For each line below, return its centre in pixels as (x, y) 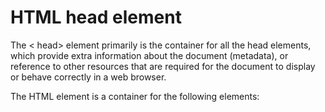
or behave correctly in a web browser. (88, 77)
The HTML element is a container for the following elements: (135, 96)
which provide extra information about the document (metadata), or (149, 55)
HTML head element (96, 17)
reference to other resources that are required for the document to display (163, 66)
